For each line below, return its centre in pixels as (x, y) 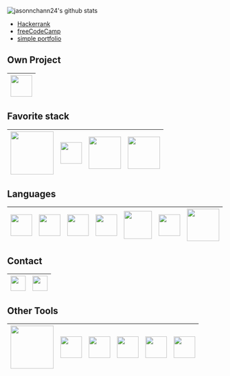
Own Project (34, 60)
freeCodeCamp (39, 31)
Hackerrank (34, 24)
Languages (32, 194)
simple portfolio (39, 38)
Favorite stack (38, 117)
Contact (25, 261)
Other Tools (33, 310)
